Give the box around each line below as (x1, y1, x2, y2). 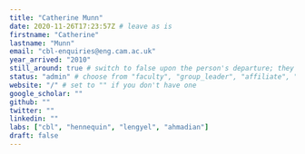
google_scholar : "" (9, 89, 84, 98)
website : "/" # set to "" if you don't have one (9, 81, 197, 90)
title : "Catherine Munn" (9, 13, 103, 23)
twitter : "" (9, 106, 54, 115)
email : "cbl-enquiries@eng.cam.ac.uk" (9, 47, 156, 56)
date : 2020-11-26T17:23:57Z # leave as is (9, 22, 172, 31)
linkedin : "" (9, 114, 59, 123)
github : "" (9, 97, 51, 107)
